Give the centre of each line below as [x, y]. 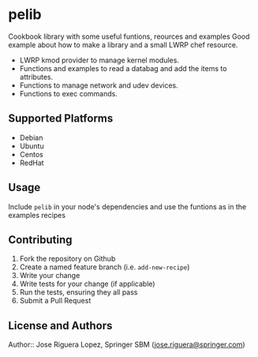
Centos [31, 154]
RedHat [32, 163]
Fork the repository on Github [67, 259]
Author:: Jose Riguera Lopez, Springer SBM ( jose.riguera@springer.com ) [127, 344]
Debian [31, 137]
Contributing [40, 240]
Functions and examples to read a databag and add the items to [123, 68]
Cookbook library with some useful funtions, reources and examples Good [129, 36]
